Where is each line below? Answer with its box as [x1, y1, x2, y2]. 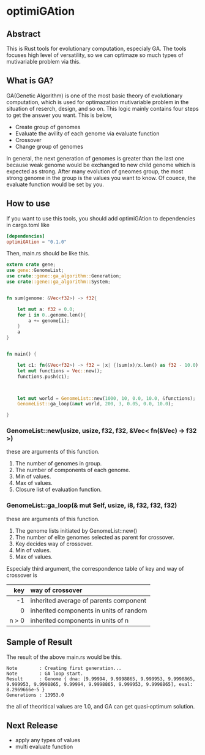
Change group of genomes [15, 143, 84, 150]
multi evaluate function [15, 743, 73, 751]
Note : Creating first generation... [6, 665, 122, 671]
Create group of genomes [15, 123, 81, 130]
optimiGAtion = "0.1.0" [6, 239, 67, 245]
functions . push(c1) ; [17, 374, 70, 380]
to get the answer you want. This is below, [6, 111, 113, 119]
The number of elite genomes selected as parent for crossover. [15, 533, 174, 541]
